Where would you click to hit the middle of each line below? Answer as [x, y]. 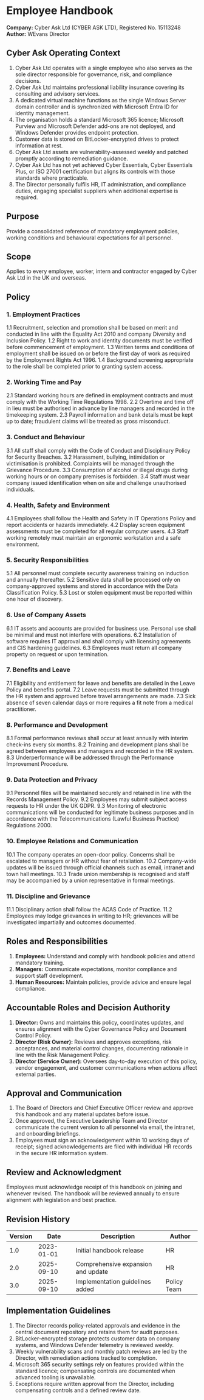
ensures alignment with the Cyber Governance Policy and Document [101, 1029]
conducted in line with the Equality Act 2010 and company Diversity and [96, 334]
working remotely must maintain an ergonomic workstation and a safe [93, 537]
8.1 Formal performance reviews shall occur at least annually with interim [97, 738]
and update [92, 1272]
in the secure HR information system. [61, 1153]
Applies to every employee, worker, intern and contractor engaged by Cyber [102, 271]
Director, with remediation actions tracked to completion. [86, 1358]
